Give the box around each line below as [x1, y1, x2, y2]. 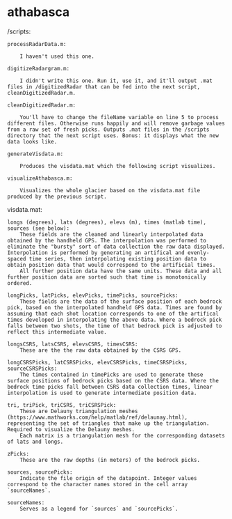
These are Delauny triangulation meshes [19, 408, 138, 415]
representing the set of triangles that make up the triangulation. [7, 419, 210, 427]
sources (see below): [7, 224, 70, 232]
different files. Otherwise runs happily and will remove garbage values [7, 120, 226, 127]
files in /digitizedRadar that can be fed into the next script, [7, 83, 200, 91]
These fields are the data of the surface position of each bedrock [19, 297, 222, 305]
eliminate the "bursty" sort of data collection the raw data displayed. [7, 243, 226, 250]
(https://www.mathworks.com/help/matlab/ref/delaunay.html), [7, 414, 188, 421]
